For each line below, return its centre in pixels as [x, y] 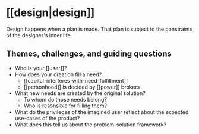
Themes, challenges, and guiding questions [89, 54]
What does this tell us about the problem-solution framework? [91, 125]
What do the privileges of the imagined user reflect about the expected [102, 112]
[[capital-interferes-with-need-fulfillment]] [76, 80]
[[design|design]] [50, 13]
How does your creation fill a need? [58, 74]
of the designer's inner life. [39, 35]
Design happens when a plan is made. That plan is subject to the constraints [99, 29]
